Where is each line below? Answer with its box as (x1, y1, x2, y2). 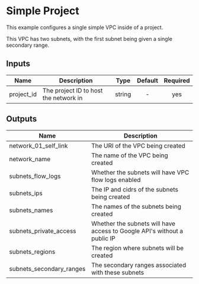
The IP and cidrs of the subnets (91, 185, 179, 193)
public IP (91, 234, 115, 242)
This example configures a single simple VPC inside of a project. (6, 24, 163, 31)
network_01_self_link (9, 141, 68, 149)
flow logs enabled (91, 175, 141, 184)
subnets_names (9, 206, 53, 214)
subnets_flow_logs (9, 172, 61, 180)
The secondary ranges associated (91, 261, 187, 269)
